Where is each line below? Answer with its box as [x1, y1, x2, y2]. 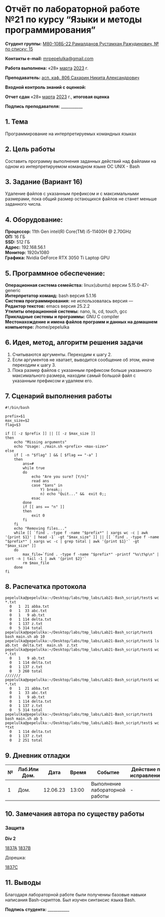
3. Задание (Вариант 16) [5, 178, 82, 186]
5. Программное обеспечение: [5, 269, 105, 277]
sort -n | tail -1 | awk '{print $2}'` [5, 556, 87, 561]
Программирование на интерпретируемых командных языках [5, 131, 137, 137]
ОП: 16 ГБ [5, 234, 26, 240]
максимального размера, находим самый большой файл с [12, 372, 136, 378]
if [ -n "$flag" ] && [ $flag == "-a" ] [14, 452, 98, 457]
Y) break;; [40, 487, 63, 492]
